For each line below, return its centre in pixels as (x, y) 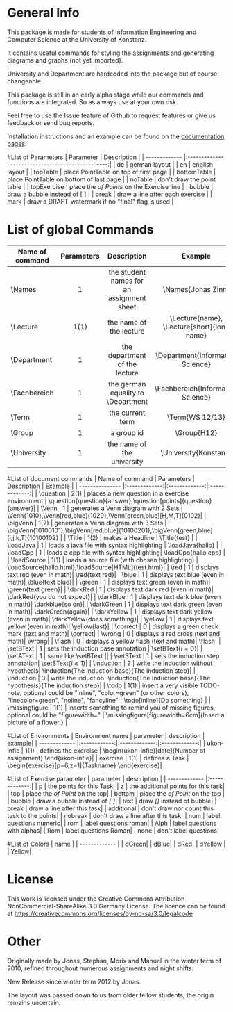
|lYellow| (19, 851)
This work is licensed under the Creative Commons (80, 899)
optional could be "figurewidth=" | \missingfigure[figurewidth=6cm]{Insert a (116, 715)
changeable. (25, 81)
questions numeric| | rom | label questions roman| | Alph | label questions (112, 823)
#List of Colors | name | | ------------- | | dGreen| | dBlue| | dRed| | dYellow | (116, 844)
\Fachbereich (32, 393)
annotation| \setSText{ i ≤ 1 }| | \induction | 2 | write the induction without (110, 663)
